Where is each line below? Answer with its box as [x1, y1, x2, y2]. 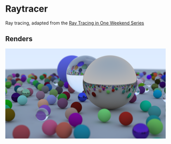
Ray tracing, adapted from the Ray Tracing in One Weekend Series [5, 20, 144, 26]
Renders [5, 35, 33, 43]
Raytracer [5, 3, 48, 15]
